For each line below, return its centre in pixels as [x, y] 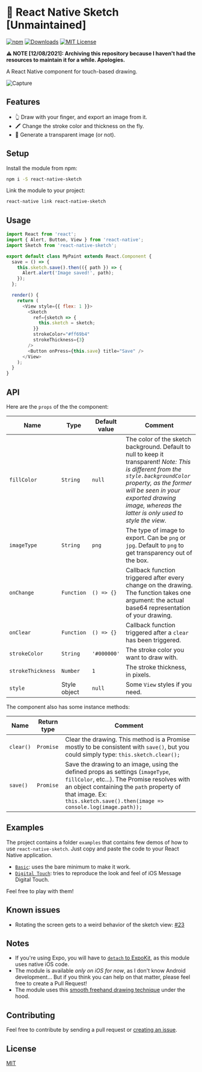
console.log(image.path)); [104, 807]
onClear [20, 632]
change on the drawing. [159, 585]
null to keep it [145, 454]
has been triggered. [154, 640]
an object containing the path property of [123, 787]
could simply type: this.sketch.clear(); [123, 754]
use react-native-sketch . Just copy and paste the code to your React [93, 849]
